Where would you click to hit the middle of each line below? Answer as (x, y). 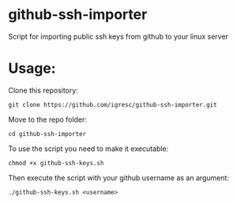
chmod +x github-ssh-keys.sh (56, 163)
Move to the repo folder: (47, 119)
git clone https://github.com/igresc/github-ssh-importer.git (113, 104)
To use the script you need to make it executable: (88, 149)
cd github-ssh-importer (47, 134)
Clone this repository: (43, 90)
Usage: (32, 68)
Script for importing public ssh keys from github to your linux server (118, 36)
